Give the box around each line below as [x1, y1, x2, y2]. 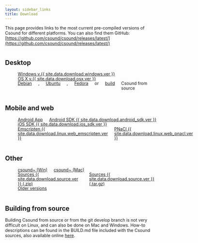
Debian [17, 80, 32, 86]
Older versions [17, 185, 47, 191]
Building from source [5, 204, 70, 213]
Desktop [5, 59, 31, 67]
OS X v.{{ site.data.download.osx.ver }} [17, 76, 96, 81]
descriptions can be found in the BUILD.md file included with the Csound [5, 228, 151, 233]
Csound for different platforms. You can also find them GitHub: [5, 30, 130, 36]
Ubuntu [46, 80, 61, 86]
